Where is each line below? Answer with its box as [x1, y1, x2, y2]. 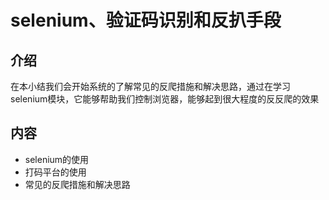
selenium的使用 [24, 153, 90, 165]
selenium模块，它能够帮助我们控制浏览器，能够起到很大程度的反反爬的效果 [10, 93, 320, 105]
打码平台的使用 [24, 166, 87, 178]
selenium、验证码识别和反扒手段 [10, 9, 282, 32]
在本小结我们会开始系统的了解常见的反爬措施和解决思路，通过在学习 [10, 81, 291, 92]
